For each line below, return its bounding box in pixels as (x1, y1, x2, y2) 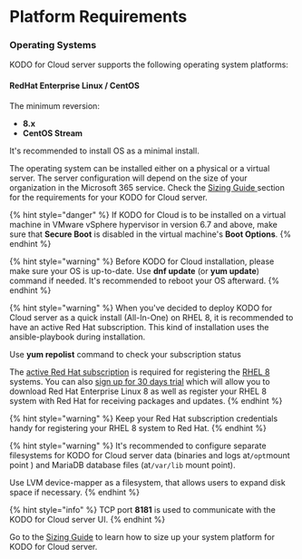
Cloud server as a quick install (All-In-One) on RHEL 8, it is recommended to (9, 311, 294, 323)
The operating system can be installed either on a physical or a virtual (9, 162, 270, 173)
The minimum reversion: (9, 100, 100, 111)
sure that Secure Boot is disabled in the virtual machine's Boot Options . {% (9, 229, 292, 240)
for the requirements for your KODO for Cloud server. (9, 191, 209, 202)
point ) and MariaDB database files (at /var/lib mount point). (9, 459, 236, 470)
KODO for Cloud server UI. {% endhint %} (9, 514, 166, 525)
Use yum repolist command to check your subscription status (9, 348, 242, 359)
